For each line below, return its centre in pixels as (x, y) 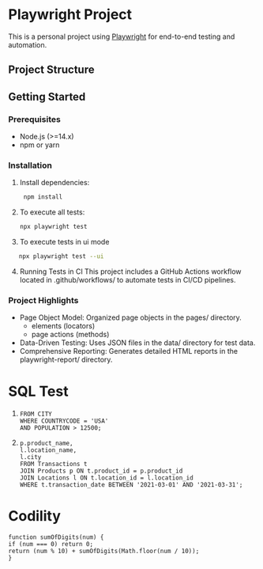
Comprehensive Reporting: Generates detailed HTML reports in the (129, 351)
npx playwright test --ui (61, 256)
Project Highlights (43, 300)
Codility (35, 516)
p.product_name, (46, 444)
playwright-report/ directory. (66, 360)
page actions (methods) (70, 335)
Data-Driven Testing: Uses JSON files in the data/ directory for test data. (137, 343)
